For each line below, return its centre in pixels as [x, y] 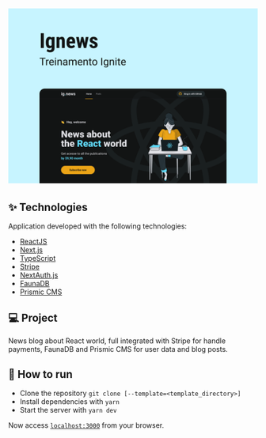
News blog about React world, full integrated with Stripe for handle [117, 341]
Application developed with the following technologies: [98, 226]
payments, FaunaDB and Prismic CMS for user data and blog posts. [118, 349]
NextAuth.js [39, 275]
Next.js [31, 250]
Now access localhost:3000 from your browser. [86, 425]
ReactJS [33, 242]
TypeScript [38, 259]
